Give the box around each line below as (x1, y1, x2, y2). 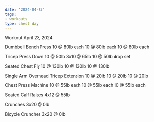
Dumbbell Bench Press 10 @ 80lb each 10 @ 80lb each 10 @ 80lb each (5, 44, 150, 50)
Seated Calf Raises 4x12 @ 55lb (5, 92, 70, 98)
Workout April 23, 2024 (5, 35, 53, 41)
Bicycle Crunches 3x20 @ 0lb (5, 111, 66, 117)
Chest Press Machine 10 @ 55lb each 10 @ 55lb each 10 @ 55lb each (5, 82, 146, 88)
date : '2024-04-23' (5, 7, 45, 12)
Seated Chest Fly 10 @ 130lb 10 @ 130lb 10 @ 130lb (5, 63, 110, 69)
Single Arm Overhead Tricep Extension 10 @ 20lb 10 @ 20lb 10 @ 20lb (5, 73, 148, 79)
